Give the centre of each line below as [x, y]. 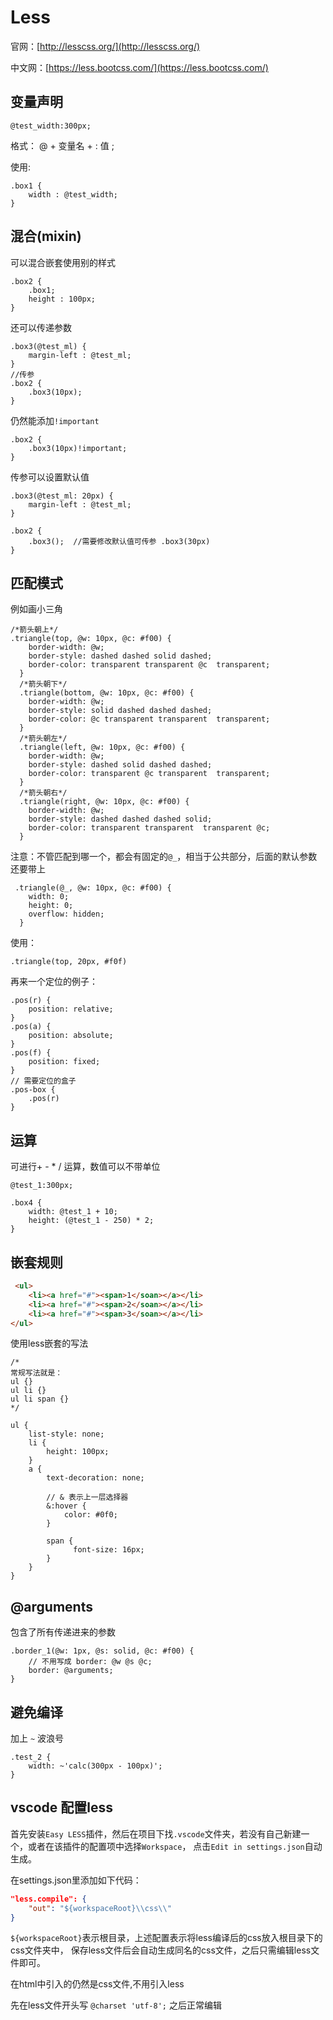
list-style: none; [66, 1434]
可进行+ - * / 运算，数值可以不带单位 [85, 1167]
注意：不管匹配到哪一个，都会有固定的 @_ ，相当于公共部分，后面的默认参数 [164, 857]
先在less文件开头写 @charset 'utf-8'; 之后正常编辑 [116, 2005]
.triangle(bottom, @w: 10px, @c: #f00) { [107, 693]
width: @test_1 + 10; [73, 1212]
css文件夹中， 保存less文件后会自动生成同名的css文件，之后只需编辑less [161, 1950]
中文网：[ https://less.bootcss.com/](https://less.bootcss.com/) [139, 67]
